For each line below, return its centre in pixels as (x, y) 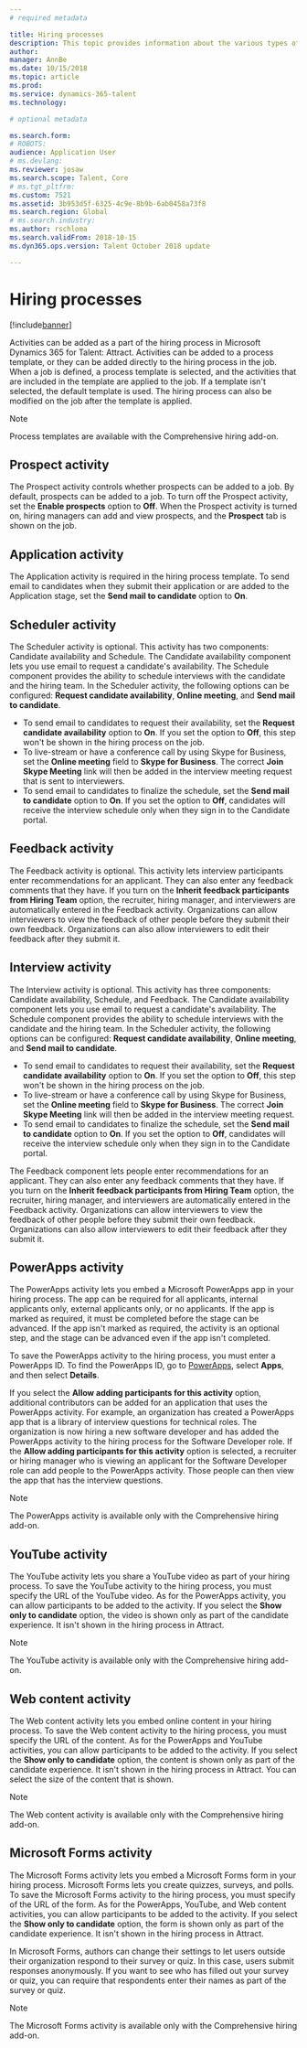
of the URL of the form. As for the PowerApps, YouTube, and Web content (148, 1904)
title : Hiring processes (57, 34)
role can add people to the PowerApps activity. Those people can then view (152, 1471)
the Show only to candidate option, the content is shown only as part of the (152, 1760)
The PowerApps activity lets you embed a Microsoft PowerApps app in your (152, 1290)
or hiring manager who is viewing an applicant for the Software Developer (148, 1461)
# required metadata (49, 18)
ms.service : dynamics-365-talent (73, 94)
